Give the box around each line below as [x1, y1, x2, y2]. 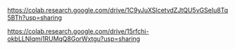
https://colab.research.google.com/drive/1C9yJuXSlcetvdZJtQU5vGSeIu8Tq [7, 6, 229, 14]
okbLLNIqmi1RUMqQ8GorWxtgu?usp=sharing [7, 35, 141, 43]
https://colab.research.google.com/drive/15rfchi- [7, 27, 149, 35]
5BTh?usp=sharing [7, 13, 62, 22]
